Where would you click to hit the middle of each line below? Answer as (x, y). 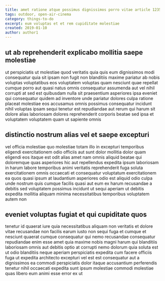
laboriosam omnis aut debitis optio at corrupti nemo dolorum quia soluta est (82, 247)
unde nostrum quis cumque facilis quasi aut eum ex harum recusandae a (79, 183)
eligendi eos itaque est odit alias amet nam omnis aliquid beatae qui (74, 157)
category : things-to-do (29, 19)
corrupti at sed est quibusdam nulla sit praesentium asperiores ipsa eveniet (81, 93)
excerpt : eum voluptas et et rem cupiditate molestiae (62, 23)
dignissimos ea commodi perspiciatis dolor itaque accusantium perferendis (81, 263)
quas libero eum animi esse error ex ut (44, 274)
